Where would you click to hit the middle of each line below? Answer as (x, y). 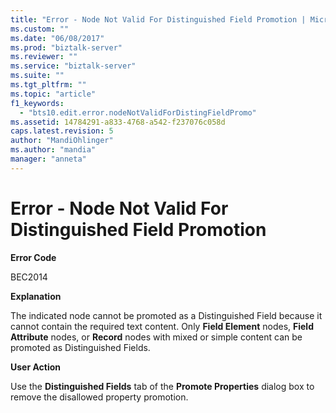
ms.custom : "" (40, 29)
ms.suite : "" (37, 76)
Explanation (36, 296)
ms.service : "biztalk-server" (73, 66)
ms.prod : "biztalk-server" (66, 47)
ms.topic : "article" (53, 94)
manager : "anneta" (48, 159)
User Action (36, 367)
